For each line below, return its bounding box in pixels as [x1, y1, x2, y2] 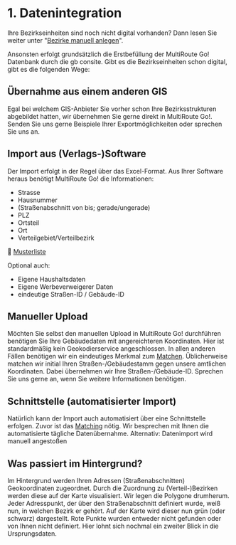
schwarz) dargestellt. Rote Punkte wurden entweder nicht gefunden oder [7, 514, 222, 522]
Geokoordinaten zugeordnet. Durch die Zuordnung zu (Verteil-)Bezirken [7, 484, 218, 492]
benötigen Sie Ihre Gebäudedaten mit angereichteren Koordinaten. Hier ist [7, 337, 225, 346]
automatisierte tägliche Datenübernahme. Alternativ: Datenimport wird [7, 429, 213, 438]
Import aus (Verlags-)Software [7, 148, 146, 160]
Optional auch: [7, 261, 50, 270]
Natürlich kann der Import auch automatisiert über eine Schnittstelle [7, 414, 206, 423]
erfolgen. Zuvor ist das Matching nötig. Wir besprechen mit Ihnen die [7, 422, 210, 430]
